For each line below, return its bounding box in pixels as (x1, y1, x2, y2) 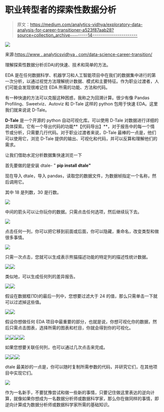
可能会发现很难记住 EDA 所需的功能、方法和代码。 (9, 84, 110, 90)
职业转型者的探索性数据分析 (5, 4, 117, 16)
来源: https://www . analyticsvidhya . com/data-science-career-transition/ (5, 51, 153, 57)
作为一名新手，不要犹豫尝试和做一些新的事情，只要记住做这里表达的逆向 (5, 389, 150, 395)
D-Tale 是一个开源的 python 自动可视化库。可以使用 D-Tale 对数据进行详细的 (5, 117, 159, 123)
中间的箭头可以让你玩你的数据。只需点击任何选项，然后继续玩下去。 (5, 208, 142, 215)
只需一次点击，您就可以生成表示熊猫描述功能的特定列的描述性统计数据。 (5, 254, 150, 260)
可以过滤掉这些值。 (5, 299, 44, 305)
